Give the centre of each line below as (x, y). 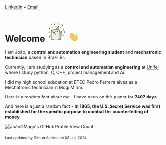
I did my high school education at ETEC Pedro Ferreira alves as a (71, 82)
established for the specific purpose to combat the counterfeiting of (77, 111)
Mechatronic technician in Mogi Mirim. (44, 87)
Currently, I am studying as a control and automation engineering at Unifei (82, 67)
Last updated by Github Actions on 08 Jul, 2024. (46, 138)
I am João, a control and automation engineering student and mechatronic (83, 52)
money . (13, 117)
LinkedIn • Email (22, 7)
